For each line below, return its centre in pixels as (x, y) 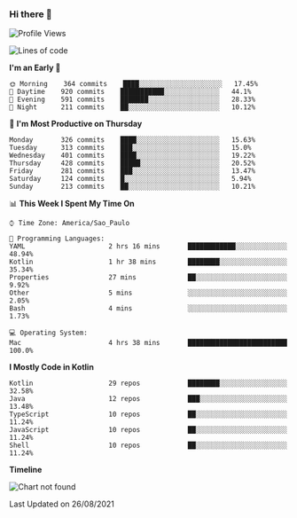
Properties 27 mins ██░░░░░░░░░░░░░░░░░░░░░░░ (148, 278)
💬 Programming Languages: (57, 239)
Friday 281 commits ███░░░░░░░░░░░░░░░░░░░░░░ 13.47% (132, 171)
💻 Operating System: (49, 333)
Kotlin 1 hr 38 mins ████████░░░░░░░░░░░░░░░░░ (148, 262)
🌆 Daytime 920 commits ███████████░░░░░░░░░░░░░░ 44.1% (130, 92)
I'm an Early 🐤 (35, 68)
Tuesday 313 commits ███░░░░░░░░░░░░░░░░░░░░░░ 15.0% (130, 148)
